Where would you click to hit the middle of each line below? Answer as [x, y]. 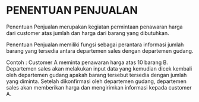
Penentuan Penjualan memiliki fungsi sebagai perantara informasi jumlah [95, 44]
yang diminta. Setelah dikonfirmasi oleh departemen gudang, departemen [97, 81]
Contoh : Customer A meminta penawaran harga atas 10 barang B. [87, 62]
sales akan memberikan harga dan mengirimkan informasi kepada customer [99, 87]
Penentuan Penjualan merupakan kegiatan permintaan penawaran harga [94, 27]
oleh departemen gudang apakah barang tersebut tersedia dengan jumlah [97, 75]
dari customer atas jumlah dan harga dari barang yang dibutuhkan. [88, 33]
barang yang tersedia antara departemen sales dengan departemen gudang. [100, 50]
